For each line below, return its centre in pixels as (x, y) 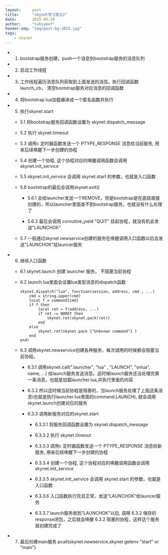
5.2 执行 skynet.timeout (44, 133)
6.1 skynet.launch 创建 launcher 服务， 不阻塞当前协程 (75, 271)
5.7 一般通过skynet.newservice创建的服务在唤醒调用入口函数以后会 (89, 238)
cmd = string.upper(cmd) (55, 296)
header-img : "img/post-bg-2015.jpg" (43, 29)
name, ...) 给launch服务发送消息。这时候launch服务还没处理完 (91, 373)
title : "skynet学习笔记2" (36, 15)
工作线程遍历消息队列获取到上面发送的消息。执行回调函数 (79, 82)
